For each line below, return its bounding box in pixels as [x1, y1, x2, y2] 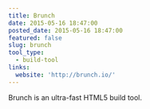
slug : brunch [8, 41, 52, 49]
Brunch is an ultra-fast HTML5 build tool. [8, 92, 142, 102]
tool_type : [8, 49, 45, 56]
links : [8, 64, 30, 72]
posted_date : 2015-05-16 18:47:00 [8, 26, 124, 34]
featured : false [8, 33, 62, 42]
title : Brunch [8, 11, 56, 20]
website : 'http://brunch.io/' [15, 71, 116, 79]
